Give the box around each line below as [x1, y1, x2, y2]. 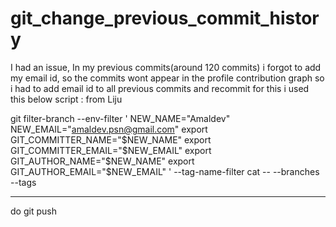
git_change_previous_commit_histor [10, 7, 320, 30]
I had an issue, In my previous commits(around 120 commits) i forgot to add [10, 61, 322, 73]
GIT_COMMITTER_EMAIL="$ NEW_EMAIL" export [10, 144, 212, 156]
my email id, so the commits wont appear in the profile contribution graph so [10, 72, 325, 84]
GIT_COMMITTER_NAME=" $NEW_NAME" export [10, 133, 212, 146]
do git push [10, 205, 57, 217]
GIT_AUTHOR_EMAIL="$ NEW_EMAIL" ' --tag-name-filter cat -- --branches [10, 165, 320, 177]
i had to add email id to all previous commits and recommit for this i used [10, 82, 310, 94]
